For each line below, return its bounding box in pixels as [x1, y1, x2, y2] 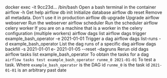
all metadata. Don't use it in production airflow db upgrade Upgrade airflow [5, 15, 160, 20]
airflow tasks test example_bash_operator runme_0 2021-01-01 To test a [5, 57, 156, 62]
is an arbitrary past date [17, 67, 67, 73]
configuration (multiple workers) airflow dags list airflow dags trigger [5, 31, 147, 36]
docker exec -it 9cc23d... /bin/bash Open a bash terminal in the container [5, 4, 156, 10]
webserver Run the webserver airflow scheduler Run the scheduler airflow [5, 20, 158, 26]
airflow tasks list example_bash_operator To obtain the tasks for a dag [5, 51, 149, 57]
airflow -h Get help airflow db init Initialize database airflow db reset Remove [5, 9, 163, 15]
